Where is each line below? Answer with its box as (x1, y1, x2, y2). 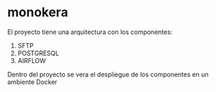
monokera (7, 4, 69, 21)
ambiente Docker (7, 77, 58, 86)
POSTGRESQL (17, 49, 59, 57)
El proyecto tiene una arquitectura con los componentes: (7, 28, 173, 36)
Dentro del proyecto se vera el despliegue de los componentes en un (7, 70, 209, 79)
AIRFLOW (17, 56, 46, 64)
